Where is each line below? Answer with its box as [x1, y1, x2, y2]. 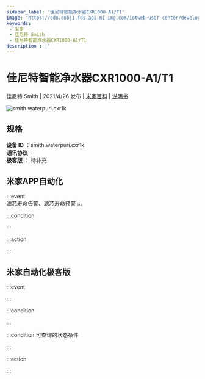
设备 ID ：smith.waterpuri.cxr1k [6, 141, 85, 148]
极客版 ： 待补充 [6, 156, 47, 164]
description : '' [6, 43, 51, 49]
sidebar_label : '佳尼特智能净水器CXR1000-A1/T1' [6, 9, 125, 15]
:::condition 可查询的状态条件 [6, 331, 79, 339]
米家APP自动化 [6, 176, 63, 187]
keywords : [6, 20, 32, 26]
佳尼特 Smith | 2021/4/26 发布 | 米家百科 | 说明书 [6, 92, 128, 99]
